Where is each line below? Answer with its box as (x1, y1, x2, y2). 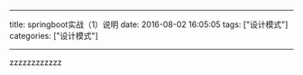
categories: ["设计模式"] (9, 31, 99, 41)
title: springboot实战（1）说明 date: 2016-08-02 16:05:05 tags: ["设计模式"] (9, 19, 289, 30)
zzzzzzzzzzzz (9, 57, 62, 68)
